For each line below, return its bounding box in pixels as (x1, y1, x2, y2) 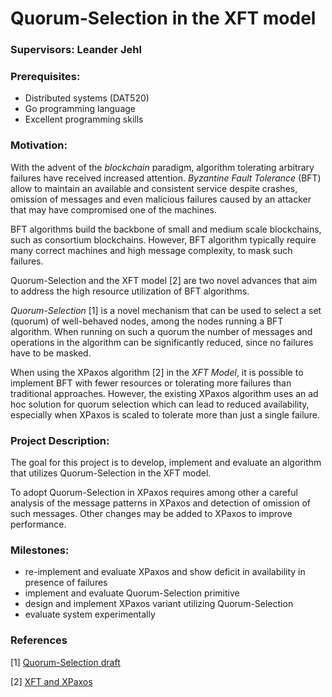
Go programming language (24, 103, 137, 115)
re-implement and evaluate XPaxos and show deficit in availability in (24, 566, 306, 578)
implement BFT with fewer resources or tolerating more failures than (10, 377, 292, 389)
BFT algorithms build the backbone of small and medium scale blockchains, (10, 223, 322, 235)
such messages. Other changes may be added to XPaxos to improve (10, 508, 293, 519)
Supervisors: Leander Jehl (10, 43, 142, 57)
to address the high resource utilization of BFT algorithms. (10, 285, 250, 297)
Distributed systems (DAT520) (24, 92, 150, 104)
